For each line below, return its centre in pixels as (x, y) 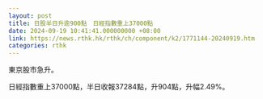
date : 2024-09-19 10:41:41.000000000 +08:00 (85, 31)
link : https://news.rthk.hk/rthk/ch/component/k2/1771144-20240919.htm (131, 38)
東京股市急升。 (33, 70)
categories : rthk (38, 46)
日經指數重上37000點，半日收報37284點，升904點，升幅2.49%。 (119, 87)
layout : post (30, 16)
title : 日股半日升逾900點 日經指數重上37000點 (81, 23)
